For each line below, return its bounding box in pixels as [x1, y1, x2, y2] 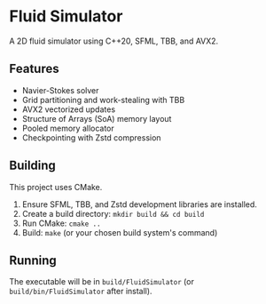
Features [9, 61, 59, 76]
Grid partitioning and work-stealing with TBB [21, 94, 185, 105]
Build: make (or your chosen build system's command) [21, 227, 218, 237]
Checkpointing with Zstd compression [21, 132, 161, 143]
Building [9, 158, 56, 173]
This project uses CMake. [9, 181, 103, 192]
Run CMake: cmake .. [21, 218, 101, 228]
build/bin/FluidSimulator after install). [9, 286, 153, 297]
